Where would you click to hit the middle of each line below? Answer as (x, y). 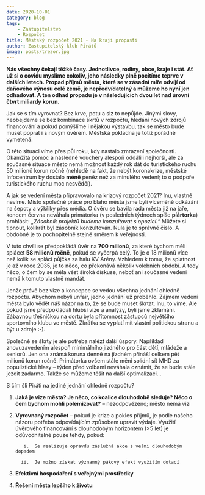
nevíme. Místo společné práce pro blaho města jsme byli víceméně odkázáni (102, 201)
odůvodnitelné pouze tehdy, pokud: (60, 435)
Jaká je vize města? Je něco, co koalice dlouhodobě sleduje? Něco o (104, 397)
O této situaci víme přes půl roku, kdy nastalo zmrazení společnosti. (92, 151)
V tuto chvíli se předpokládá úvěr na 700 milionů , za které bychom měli (96, 246)
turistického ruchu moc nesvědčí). (49, 183)
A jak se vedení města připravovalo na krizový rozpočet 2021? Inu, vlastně (99, 195)
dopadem (25, 451)
